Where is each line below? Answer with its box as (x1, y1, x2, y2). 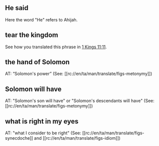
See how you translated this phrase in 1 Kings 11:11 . (5, 44, 107, 50)
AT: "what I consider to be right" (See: (5, 130, 81, 136)
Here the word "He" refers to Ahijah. (5, 17, 78, 22)
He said (5, 4, 29, 12)
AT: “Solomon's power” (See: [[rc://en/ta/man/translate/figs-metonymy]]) (5, 71, 153, 77)
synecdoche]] (5, 135, 33, 141)
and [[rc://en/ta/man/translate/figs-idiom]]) (34, 135, 121, 141)
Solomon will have (5, 85, 62, 93)
